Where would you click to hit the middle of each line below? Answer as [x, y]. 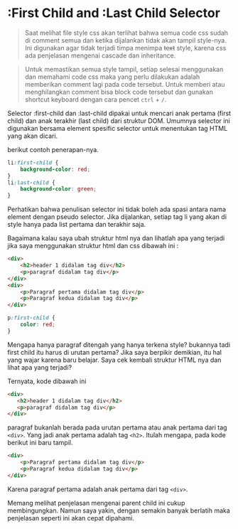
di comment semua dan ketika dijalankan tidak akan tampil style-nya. [126, 40]
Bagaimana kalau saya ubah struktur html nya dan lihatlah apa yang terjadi [116, 238]
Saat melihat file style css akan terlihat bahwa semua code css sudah [126, 33]
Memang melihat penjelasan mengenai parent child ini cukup [96, 503]
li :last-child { [31, 183]
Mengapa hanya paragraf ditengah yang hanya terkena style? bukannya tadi [119, 344]
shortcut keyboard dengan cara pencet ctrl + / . [96, 99]
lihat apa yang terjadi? [40, 367]
